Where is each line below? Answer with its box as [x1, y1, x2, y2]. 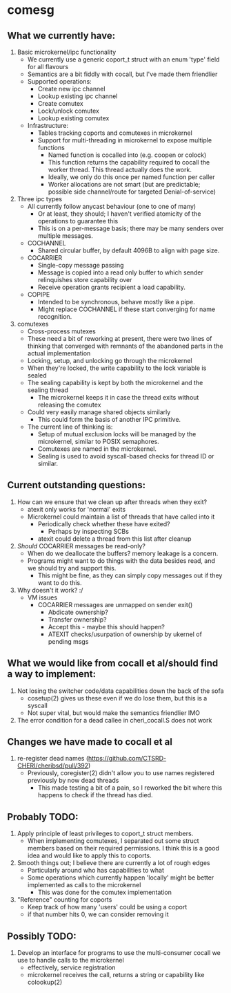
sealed [27, 371, 47, 379]
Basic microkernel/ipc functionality [17, 48, 117, 56]
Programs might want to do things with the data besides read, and [27, 556, 216, 565]
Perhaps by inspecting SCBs [48, 527, 130, 535]
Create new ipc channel [37, 85, 106, 93]
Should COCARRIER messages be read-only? [17, 541, 146, 550]
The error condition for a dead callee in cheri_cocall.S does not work [17, 716, 212, 724]
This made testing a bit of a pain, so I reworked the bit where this [37, 783, 223, 792]
